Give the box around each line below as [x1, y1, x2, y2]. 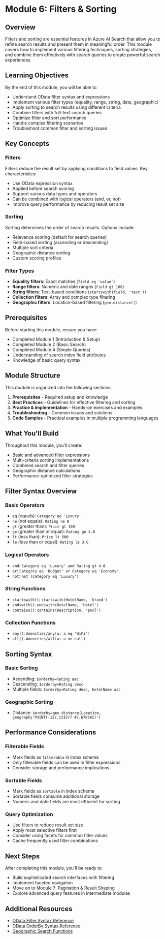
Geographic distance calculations [12, 468, 80, 473]
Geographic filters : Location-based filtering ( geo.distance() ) [12, 299, 137, 306]
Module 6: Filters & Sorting [5, 3, 117, 15]
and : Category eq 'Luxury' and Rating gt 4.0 [12, 563, 106, 568]
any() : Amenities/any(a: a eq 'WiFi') [12, 630, 90, 636]
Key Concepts [5, 139, 49, 148]
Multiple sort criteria [12, 245, 54, 250]
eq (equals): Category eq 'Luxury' [12, 513, 81, 519]
